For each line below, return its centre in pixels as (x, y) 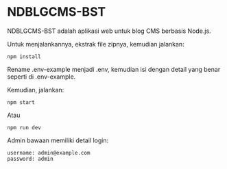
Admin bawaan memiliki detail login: (58, 140)
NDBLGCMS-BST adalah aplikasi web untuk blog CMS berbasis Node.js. (109, 31)
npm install (24, 56)
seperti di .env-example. (41, 77)
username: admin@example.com (49, 153)
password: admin (30, 159)
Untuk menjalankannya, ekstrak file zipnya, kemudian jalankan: (96, 44)
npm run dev (24, 127)
